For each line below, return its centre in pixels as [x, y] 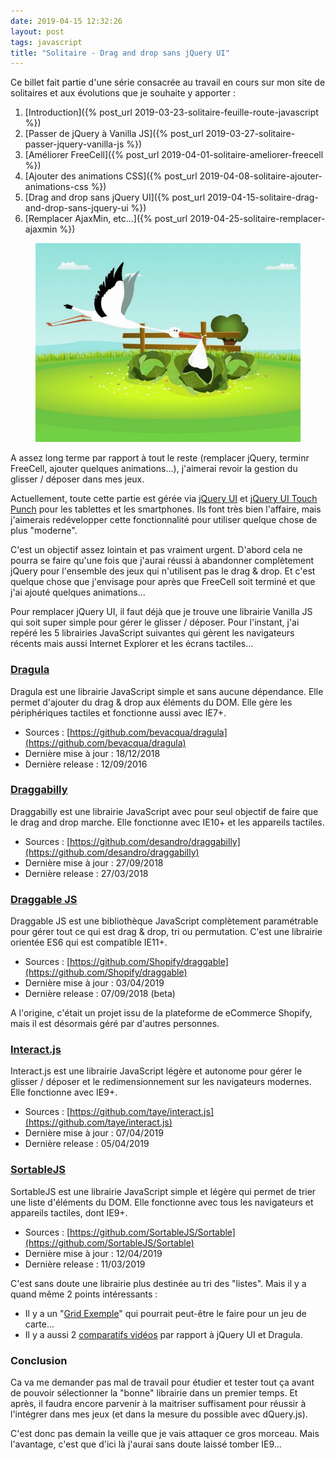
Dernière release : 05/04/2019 [87, 1144]
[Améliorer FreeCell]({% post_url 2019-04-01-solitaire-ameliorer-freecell [174, 155]
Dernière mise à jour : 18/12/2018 [92, 753]
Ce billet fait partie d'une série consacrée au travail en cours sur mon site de [168, 82]
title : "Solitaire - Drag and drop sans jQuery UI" [120, 53]
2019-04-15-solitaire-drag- [262, 197]
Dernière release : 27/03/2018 [86, 873]
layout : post [37, 31]
